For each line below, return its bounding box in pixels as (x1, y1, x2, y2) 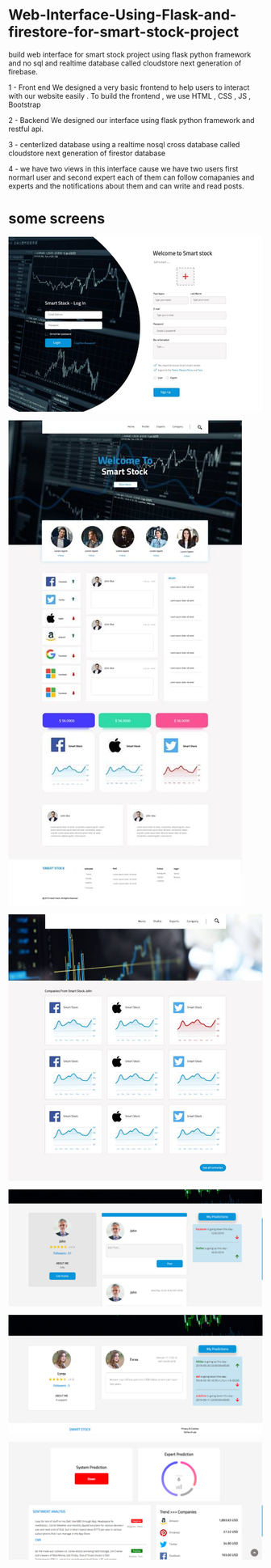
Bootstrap (8, 100, 42, 109)
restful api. (8, 124, 44, 133)
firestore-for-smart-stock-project (8, 23, 240, 41)
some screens (8, 210, 106, 228)
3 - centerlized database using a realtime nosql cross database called (8, 139, 240, 149)
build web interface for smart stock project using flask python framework (8, 49, 252, 59)
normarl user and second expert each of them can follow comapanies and (8, 172, 255, 182)
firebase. (8, 66, 38, 76)
